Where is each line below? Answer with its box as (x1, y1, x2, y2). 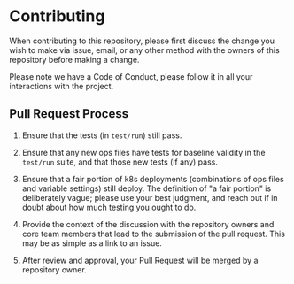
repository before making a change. (9, 54, 140, 65)
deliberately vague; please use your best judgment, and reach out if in (21, 192, 278, 203)
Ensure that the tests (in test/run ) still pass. (21, 130, 182, 141)
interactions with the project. (9, 81, 114, 91)
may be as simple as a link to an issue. (21, 237, 162, 249)
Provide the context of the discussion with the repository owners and (21, 219, 275, 229)
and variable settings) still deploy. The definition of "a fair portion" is (21, 183, 272, 194)
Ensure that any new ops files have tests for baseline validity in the (21, 147, 266, 157)
